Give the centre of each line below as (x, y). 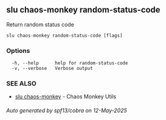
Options (18, 51)
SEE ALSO (21, 84)
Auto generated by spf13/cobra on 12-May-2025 (67, 110)
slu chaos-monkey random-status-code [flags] (64, 36)
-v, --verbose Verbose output (53, 69)
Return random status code (40, 24)
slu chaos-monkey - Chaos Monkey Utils (65, 96)
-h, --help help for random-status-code (70, 63)
